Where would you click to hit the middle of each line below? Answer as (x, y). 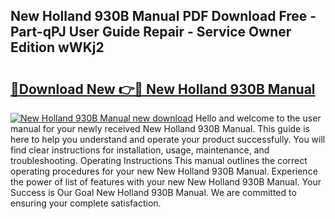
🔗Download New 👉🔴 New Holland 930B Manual (163, 89)
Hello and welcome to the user (258, 118)
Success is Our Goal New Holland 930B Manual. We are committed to (153, 192)
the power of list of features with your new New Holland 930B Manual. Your (166, 182)
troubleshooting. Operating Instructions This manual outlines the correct (159, 160)
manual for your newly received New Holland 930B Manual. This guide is (160, 128)
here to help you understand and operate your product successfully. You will (168, 139)
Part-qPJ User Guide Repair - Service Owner (151, 32)
